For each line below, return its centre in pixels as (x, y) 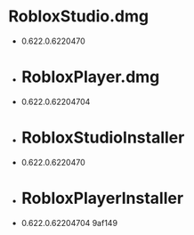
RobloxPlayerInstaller (102, 199)
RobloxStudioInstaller (103, 138)
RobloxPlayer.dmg (90, 77)
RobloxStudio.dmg (78, 16)
